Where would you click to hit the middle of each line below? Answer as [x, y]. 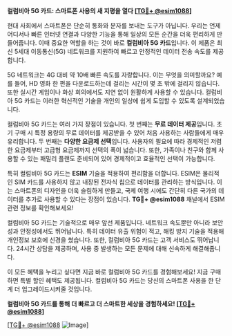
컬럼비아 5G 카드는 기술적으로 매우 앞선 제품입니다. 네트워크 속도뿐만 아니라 [109, 223]
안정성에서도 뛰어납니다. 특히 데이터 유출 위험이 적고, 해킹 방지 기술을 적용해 [122, 231]
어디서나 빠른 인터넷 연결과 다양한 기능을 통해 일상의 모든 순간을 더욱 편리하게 [111, 34]
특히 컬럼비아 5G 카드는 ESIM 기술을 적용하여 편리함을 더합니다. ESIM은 [104, 173]
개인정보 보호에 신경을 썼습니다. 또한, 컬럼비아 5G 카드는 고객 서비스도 [101, 240]
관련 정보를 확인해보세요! [40, 208]
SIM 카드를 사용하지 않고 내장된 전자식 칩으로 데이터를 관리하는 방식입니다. [115, 182]
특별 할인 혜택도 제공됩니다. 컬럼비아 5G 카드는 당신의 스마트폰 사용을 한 [117, 280]
